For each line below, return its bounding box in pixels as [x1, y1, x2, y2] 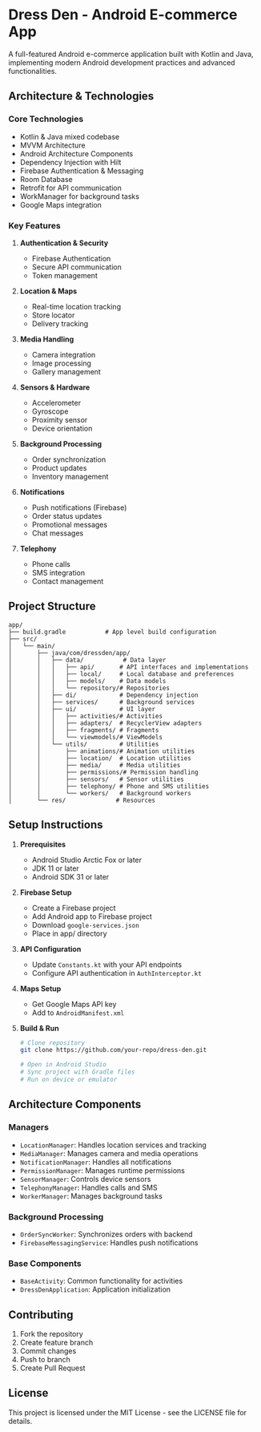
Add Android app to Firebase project [31, 912, 152, 921]
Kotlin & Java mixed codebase [19, 131, 120, 141]
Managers [8, 1122, 50, 1133]
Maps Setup [19, 984, 62, 993]
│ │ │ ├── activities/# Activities [8, 712, 163, 720]
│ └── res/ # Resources [8, 796, 156, 804]
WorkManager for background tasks [19, 191, 140, 201]
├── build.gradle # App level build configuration [8, 628, 217, 636]
